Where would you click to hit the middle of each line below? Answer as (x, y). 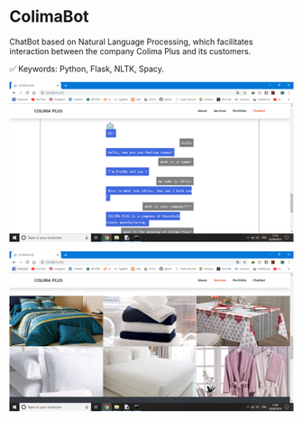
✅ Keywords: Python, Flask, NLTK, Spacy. (87, 69)
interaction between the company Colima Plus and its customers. (130, 51)
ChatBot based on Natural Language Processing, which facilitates (131, 42)
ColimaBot (49, 17)
